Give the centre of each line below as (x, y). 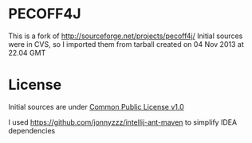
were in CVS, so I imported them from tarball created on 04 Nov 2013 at (126, 44)
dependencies (32, 130)
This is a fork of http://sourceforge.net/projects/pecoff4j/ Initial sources (126, 36)
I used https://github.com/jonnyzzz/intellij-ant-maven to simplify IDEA (123, 122)
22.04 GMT (27, 52)
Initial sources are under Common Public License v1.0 (96, 106)
